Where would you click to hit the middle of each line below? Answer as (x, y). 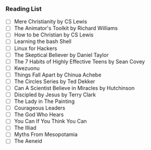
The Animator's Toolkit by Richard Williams (66, 28)
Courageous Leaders (40, 108)
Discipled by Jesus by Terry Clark (55, 94)
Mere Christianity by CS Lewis (51, 22)
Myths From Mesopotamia (46, 135)
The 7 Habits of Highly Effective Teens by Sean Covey (79, 61)
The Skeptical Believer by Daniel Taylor (61, 55)
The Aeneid (28, 141)
